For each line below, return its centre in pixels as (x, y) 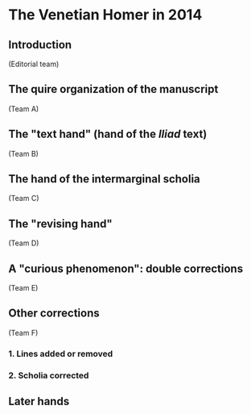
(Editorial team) (34, 64)
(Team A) (24, 109)
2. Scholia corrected (49, 375)
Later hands (39, 401)
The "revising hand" (60, 224)
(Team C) (24, 199)
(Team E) (23, 288)
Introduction (40, 45)
